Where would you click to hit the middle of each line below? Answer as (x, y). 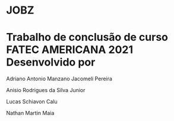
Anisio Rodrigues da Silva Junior (46, 90)
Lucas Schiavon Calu (32, 102)
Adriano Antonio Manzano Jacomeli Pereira (59, 79)
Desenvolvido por (51, 62)
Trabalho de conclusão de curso (87, 37)
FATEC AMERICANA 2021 (70, 50)
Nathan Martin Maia (30, 113)
